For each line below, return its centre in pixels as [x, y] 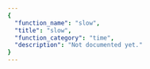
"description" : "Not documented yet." [79, 45]
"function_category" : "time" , [64, 38]
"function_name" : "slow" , [58, 23]
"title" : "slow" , [43, 30]
